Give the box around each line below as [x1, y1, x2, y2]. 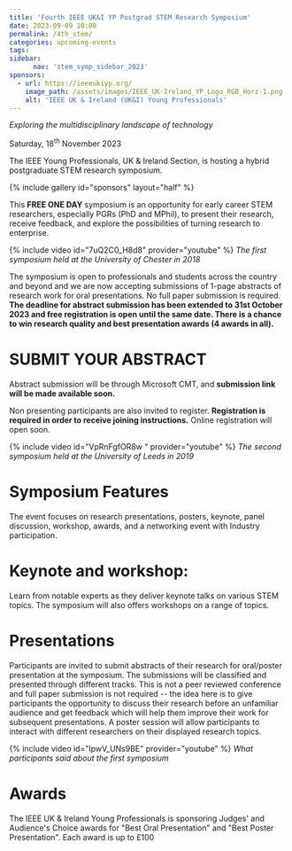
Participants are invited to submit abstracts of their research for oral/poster [9, 660, 283, 670]
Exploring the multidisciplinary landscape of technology [9, 120, 214, 130]
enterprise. [9, 228, 50, 238]
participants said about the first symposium [9, 753, 170, 763]
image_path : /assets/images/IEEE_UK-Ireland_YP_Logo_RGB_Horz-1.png [25, 87, 283, 96]
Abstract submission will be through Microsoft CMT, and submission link [9, 379, 276, 389]
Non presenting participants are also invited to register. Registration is [9, 405, 266, 416]
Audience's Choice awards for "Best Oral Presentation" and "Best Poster [9, 822, 274, 833]
